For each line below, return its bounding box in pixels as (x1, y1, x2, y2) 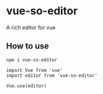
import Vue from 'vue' (6, 67, 63, 73)
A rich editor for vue (6, 24, 56, 31)
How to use (6, 41, 49, 51)
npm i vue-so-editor (6, 57, 58, 63)
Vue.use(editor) (6, 83, 47, 89)
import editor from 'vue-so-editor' (6, 73, 98, 79)
